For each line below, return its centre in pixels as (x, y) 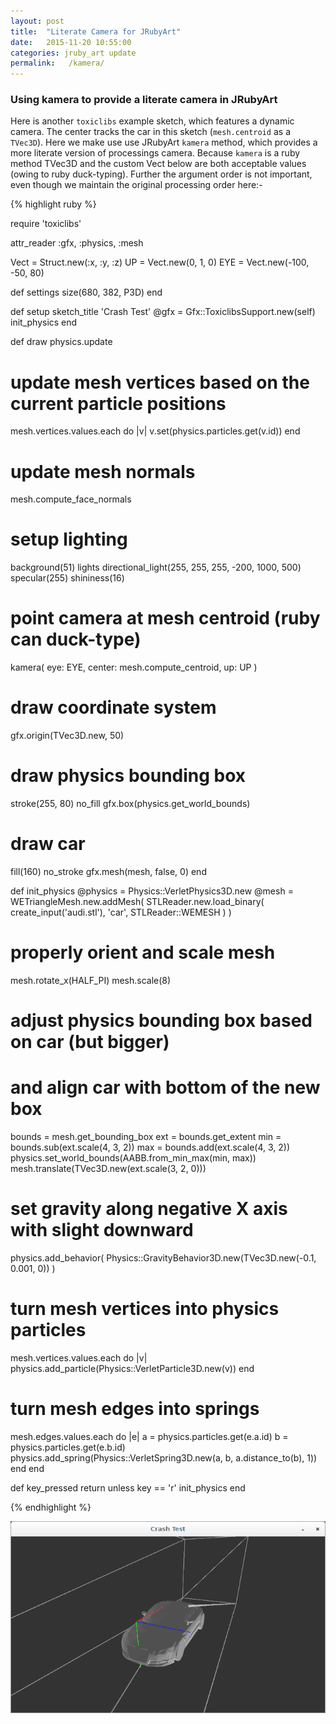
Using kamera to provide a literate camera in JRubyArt (144, 100)
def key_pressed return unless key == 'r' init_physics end (128, 1487)
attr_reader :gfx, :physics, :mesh (77, 243)
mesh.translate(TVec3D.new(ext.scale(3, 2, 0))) (108, 1169)
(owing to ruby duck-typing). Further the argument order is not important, (161, 174)
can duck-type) (76, 639)
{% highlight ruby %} (53, 204)
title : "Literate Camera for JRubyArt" (96, 31)
